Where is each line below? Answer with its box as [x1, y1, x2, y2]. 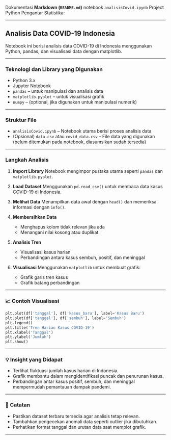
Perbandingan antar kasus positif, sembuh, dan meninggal [12, 378, 135, 384]
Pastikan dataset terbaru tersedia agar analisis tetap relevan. [12, 413, 140, 419]
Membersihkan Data [12, 214, 57, 220]
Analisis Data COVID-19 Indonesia [5, 29, 116, 38]
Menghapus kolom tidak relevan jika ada [20, 224, 105, 230]
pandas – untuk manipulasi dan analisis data [12, 88, 103, 94]
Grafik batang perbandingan [20, 279, 80, 286]
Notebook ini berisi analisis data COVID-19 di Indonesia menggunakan [5, 43, 152, 49]
